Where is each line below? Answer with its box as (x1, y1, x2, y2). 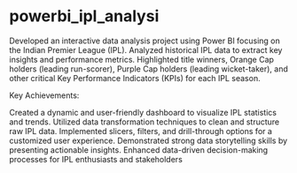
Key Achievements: (9, 90, 80, 101)
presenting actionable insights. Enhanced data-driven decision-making (9, 144, 269, 155)
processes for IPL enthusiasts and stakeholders (9, 154, 184, 164)
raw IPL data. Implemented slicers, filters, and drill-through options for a (9, 125, 273, 136)
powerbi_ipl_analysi (9, 6, 160, 26)
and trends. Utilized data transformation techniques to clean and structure (9, 117, 280, 127)
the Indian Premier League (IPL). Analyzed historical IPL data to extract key (9, 44, 283, 55)
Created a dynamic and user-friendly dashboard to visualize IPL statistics (9, 107, 277, 117)
